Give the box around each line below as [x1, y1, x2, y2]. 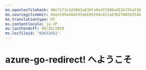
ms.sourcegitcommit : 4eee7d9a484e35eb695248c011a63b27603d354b [5, 12, 141, 17]
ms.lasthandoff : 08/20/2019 [5, 26, 65, 31]
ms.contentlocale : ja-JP [5, 21, 58, 27]
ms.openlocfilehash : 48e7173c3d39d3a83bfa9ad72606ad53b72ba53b [5, 7, 141, 13]
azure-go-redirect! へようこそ [5, 54, 132, 65]
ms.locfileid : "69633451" [5, 31, 60, 36]
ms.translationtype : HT [5, 17, 56, 22]
